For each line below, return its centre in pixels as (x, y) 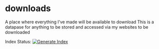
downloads (28, 8)
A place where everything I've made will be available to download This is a (79, 22)
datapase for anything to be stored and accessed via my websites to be (77, 27)
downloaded (18, 32)
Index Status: (18, 41)
